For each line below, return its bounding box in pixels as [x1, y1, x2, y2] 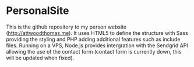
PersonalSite [6, 4, 69, 17]
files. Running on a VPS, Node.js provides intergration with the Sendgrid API [6, 42, 188, 49]
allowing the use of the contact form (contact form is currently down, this [6, 48, 182, 55]
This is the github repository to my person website [6, 23, 127, 30]
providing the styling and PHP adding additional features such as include [6, 36, 181, 43]
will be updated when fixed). [6, 54, 75, 61]
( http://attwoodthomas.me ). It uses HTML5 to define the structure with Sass [6, 29, 188, 36]
